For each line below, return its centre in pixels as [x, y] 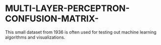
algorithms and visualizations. [35, 37]
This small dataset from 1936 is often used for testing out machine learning [81, 32]
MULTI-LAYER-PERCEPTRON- [67, 8]
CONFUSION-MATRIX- [52, 19]
